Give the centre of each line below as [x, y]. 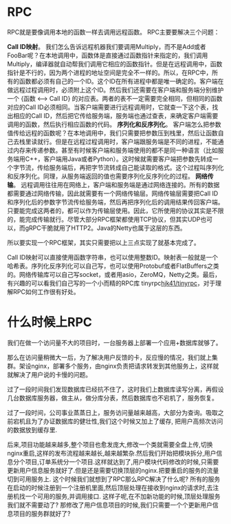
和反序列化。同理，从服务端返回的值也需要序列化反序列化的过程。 [100, 176]
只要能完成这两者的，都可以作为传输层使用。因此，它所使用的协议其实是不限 [115, 211]
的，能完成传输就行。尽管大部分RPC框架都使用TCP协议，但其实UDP [104, 219]
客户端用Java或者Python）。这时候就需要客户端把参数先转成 [128, 159]
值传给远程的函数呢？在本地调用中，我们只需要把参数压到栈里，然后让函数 [112, 133]
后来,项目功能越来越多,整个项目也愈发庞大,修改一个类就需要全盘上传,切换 [110, 444]
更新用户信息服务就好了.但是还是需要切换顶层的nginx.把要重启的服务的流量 [113, 470]
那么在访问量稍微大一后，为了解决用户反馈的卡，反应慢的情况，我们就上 [109, 357]
